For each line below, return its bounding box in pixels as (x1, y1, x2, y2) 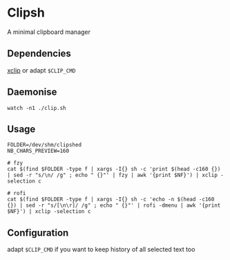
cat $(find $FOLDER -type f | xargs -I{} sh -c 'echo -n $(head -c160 (7, 196, 215, 203)
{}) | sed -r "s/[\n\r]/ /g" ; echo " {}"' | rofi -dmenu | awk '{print (7, 202, 221, 209)
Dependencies (7, 48, 71, 59)
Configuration (7, 227, 69, 239)
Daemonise (7, 86, 57, 98)
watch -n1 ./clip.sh (7, 104, 67, 111)
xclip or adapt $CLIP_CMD (7, 66, 76, 74)
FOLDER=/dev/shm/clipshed (7, 142, 82, 149)
